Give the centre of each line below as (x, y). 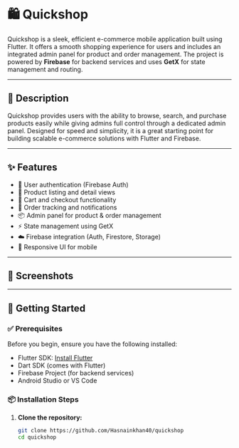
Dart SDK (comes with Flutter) (62, 365)
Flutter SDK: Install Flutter (55, 358)
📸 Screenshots (41, 276)
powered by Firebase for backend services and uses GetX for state (106, 61)
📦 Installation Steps (43, 399)
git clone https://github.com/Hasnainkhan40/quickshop (101, 431)
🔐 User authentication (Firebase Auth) (73, 184)
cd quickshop (37, 437)
